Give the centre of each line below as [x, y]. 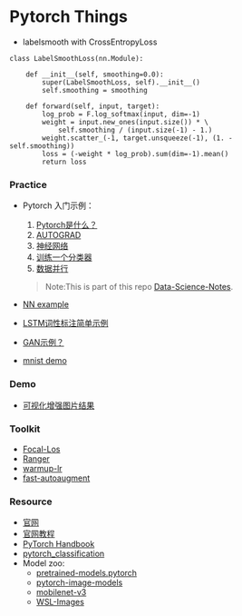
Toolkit [25, 429]
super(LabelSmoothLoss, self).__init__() [121, 82]
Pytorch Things [69, 17]
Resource [31, 502]
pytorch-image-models [79, 582]
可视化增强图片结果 [58, 405]
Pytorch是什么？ [67, 225]
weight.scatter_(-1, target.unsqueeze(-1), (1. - [137, 138]
